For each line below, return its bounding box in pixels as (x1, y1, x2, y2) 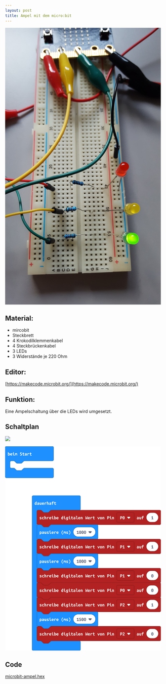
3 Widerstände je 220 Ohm (12, 353, 68, 359)
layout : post (5, 8, 32, 13)
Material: (5, 314, 34, 322)
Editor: (5, 368, 26, 376)
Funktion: (5, 395, 36, 404)
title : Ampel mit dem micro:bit (5, 13, 72, 18)
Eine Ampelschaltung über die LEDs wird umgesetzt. (5, 408, 112, 414)
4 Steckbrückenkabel (12, 343, 56, 349)
